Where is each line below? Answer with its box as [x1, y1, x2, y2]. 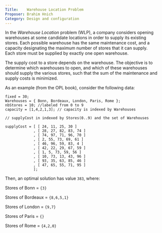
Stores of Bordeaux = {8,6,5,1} [5, 194, 69, 200]
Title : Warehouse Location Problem [5, 7, 84, 12]
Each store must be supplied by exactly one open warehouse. [5, 50, 129, 56]
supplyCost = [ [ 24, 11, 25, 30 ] [5, 124, 77, 129]
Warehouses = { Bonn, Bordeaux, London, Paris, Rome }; [5, 99, 121, 104]
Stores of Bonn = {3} [5, 185, 47, 191]
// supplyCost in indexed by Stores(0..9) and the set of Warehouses [5, 116, 149, 121]
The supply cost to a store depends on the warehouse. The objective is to [5, 60, 153, 66]
